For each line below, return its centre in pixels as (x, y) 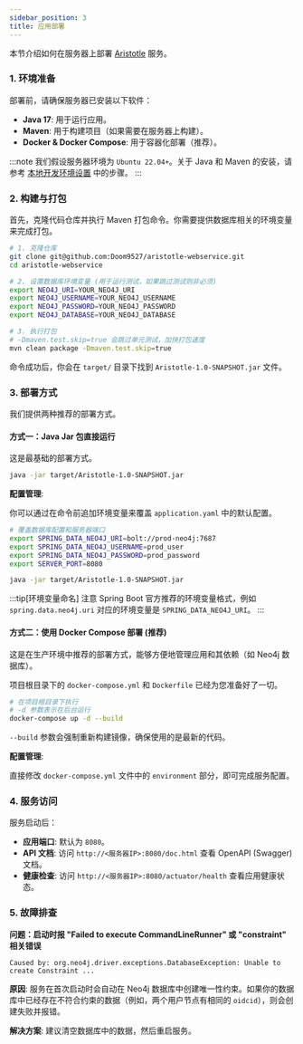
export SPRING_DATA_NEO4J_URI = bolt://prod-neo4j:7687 (113, 538)
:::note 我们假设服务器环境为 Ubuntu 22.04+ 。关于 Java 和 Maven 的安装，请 (151, 161)
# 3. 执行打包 (33, 331)
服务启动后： (33, 823)
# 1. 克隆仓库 (33, 249)
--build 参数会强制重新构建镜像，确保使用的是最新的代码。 (120, 737)
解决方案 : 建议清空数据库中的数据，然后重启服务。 (103, 1030)
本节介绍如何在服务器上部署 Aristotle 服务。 (90, 53)
